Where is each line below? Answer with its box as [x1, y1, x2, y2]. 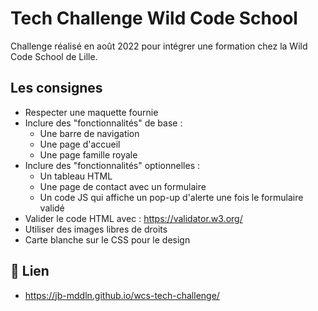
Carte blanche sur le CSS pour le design [24, 233, 191, 246]
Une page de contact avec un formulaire [39, 180, 207, 192]
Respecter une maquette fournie [24, 106, 159, 118]
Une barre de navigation [39, 127, 140, 139]
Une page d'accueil [39, 138, 121, 150]
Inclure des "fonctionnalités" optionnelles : [24, 159, 200, 171]
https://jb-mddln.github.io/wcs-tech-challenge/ [24, 289, 220, 301]
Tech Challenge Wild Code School [10, 7, 298, 30]
